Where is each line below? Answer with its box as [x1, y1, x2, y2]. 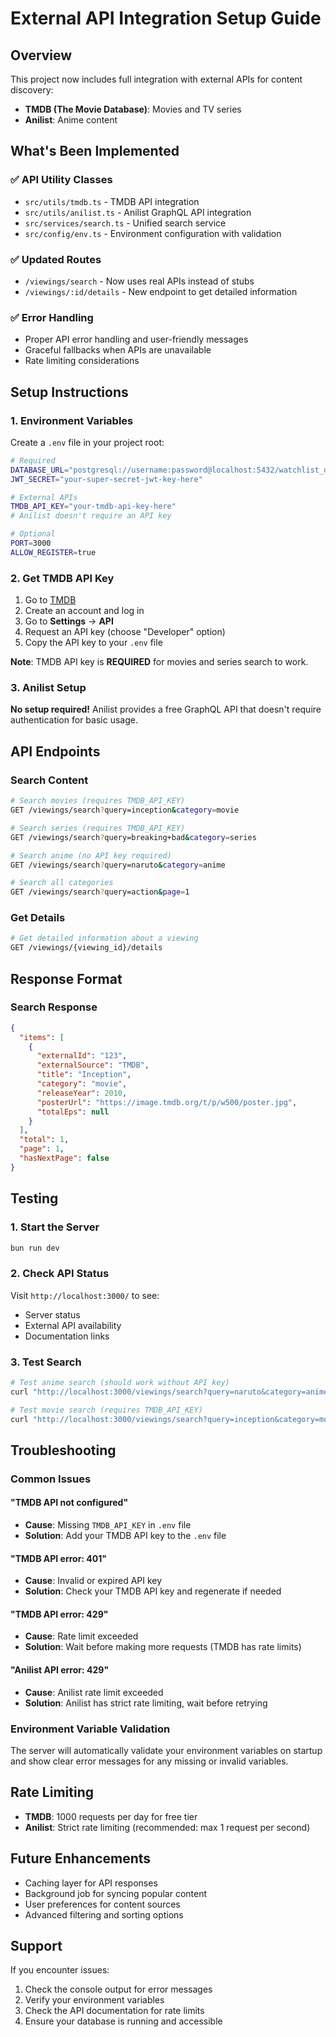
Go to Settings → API [24, 615, 114, 627]
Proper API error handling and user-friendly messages [24, 333, 249, 346]
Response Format [10, 970, 123, 987]
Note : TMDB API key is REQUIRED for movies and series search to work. [10, 656, 309, 668]
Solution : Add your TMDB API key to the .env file [24, 1530, 227, 1542]
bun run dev [10, 1243, 60, 1253]
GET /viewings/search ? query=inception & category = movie [10, 805, 240, 815]
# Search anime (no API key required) [10, 850, 172, 861]
